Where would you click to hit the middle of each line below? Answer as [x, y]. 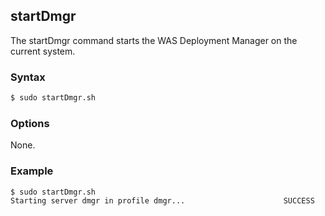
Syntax [28, 77]
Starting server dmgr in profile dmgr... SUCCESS [162, 201]
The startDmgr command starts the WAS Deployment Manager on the [154, 40]
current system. [43, 51]
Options [30, 123]
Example [32, 171]
